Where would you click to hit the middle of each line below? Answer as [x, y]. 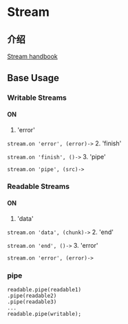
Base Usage [33, 78]
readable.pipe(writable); [44, 314]
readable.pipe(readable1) [44, 289]
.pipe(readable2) [32, 296]
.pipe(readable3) [32, 302]
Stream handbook [32, 56]
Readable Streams [39, 186]
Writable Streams [37, 98]
